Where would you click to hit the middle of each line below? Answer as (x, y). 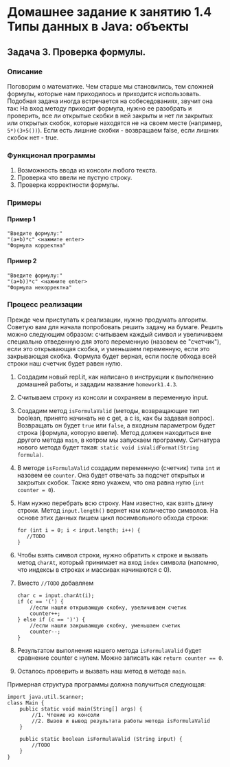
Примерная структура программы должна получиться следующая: (106, 684)
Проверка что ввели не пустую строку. (74, 178)
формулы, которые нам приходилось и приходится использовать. (104, 93)
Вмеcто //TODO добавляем (55, 583)
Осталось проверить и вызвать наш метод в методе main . (102, 671)
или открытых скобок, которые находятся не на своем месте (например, (115, 123)
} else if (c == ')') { (51, 619)
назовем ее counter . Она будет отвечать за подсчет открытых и (111, 475)
